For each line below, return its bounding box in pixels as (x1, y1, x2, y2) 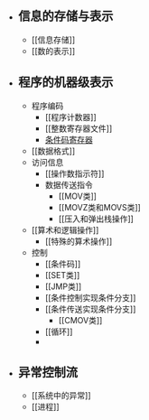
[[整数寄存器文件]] (44, 123, 113, 134)
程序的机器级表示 (17, 75, 114, 90)
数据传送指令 (44, 179, 93, 190)
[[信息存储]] (31, 34, 76, 45)
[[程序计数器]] (44, 111, 97, 122)
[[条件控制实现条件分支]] (44, 292, 136, 303)
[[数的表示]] (31, 45, 76, 56)
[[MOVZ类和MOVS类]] (58, 201, 142, 212)
